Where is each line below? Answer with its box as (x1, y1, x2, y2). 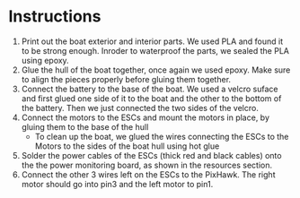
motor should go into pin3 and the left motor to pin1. (21, 178, 214, 189)
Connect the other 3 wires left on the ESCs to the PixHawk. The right (21, 168, 276, 180)
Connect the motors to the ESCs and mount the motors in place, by (21, 112, 270, 123)
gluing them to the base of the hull (21, 121, 149, 132)
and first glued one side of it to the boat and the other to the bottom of (21, 92, 282, 104)
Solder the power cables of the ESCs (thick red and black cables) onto (21, 150, 282, 160)
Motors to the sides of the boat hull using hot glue (34, 141, 220, 151)
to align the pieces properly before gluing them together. (21, 73, 231, 84)
